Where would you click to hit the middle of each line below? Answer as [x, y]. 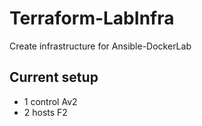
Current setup [54, 77]
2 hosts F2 [45, 112]
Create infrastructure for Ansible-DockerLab [100, 46]
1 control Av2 [50, 101]
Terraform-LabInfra [92, 18]
